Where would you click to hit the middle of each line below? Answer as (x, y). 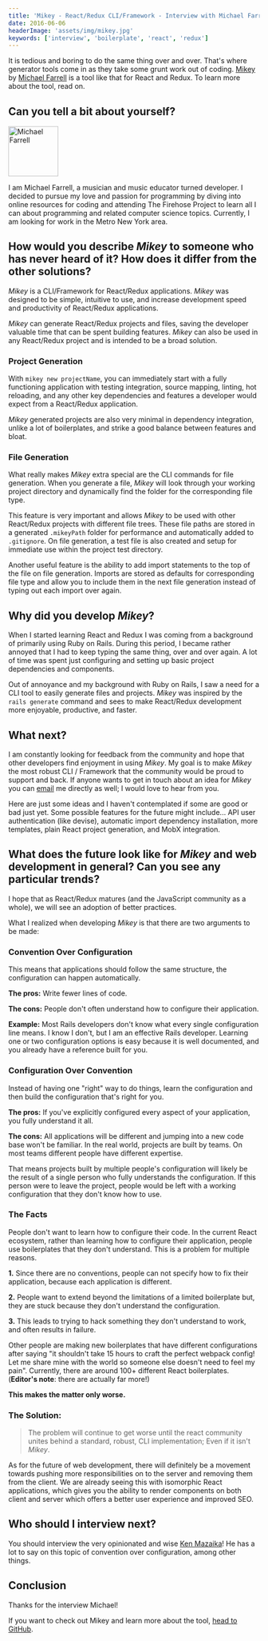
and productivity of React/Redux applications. (83, 308)
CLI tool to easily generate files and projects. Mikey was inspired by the (126, 693)
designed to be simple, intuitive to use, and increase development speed (128, 299)
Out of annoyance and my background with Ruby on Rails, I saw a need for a (134, 685)
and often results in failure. (52, 1329)
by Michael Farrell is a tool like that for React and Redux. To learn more (124, 78)
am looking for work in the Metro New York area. (88, 222)
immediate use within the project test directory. (86, 549)
